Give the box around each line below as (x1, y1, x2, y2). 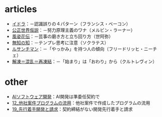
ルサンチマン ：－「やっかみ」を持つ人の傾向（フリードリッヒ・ (12, 46, 144, 52)
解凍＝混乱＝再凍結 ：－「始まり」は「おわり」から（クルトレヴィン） (12, 58, 157, 64)
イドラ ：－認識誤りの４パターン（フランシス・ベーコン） (12, 21, 131, 27)
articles (5, 4, 37, 15)
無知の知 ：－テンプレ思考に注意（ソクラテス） (12, 39, 109, 46)
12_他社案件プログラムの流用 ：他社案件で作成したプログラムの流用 (12, 99, 150, 106)
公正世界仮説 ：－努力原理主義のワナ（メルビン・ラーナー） (12, 27, 135, 33)
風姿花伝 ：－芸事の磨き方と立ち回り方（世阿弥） (12, 33, 113, 39)
